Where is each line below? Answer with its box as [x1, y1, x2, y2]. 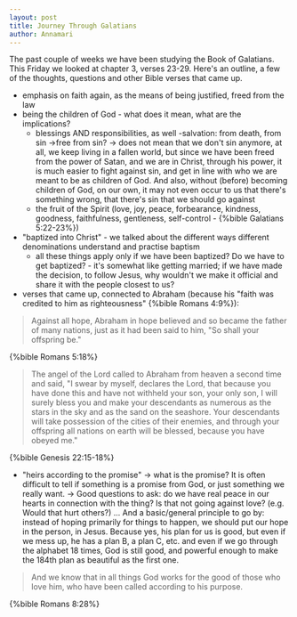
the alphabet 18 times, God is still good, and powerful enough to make [21, 545, 278, 556]
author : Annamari [9, 29, 74, 38]
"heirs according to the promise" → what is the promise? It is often [21, 469, 266, 481]
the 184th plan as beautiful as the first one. [21, 555, 180, 565]
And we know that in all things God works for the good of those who [30, 572, 281, 583]
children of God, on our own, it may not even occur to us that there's [35, 184, 286, 196]
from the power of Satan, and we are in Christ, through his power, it [35, 157, 283, 167]
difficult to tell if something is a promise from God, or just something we [21, 479, 285, 490]
